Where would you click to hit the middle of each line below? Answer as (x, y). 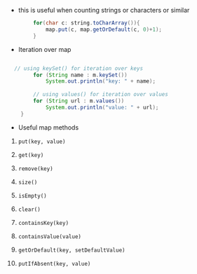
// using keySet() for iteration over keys (79, 68)
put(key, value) (42, 142)
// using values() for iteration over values (101, 95)
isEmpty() (33, 196)
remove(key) (35, 169)
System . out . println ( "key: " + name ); (101, 81)
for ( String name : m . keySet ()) (81, 75)
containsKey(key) (43, 223)
